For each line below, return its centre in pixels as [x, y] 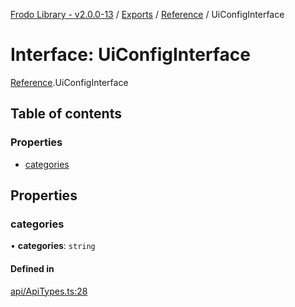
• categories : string [53, 246]
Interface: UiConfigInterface [130, 55]
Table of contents [66, 114]
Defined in [32, 268]
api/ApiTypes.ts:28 [49, 291]
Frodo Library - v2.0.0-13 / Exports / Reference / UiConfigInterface [147, 14]
